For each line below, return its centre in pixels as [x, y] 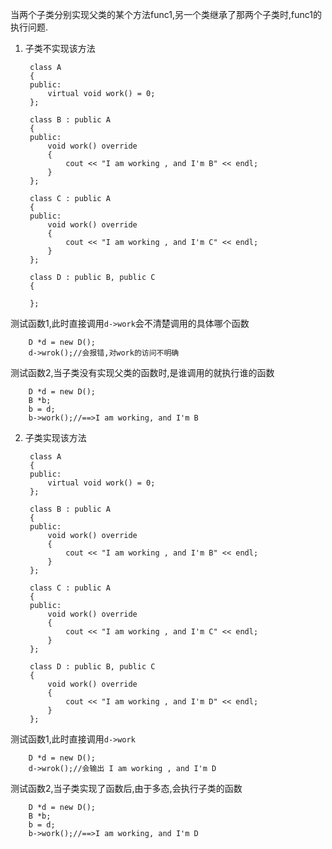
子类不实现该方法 [60, 48]
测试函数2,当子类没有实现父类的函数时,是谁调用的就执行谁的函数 [142, 372]
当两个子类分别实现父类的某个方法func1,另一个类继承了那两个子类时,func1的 [166, 14]
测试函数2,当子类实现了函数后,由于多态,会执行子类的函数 [126, 788]
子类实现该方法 [55, 437]
